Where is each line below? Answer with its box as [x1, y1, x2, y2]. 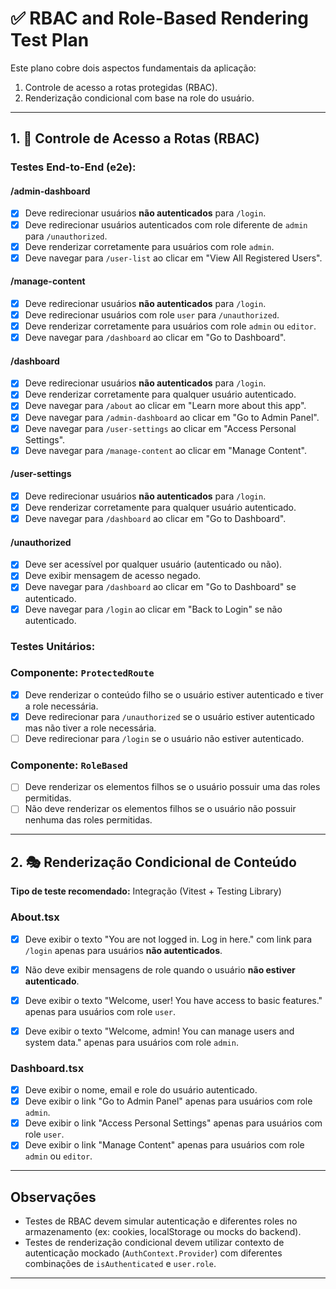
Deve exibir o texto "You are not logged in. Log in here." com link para [24, 933, 313, 945]
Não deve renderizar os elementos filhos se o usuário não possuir [24, 803, 297, 815]
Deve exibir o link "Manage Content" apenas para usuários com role [24, 1139, 305, 1151]
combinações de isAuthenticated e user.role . [24, 1258, 217, 1270]
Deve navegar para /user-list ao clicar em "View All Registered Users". [24, 252, 323, 264]
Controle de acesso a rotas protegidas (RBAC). [24, 81, 218, 93]
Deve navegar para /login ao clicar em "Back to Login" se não [24, 603, 283, 615]
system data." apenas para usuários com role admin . [24, 1036, 239, 1048]
